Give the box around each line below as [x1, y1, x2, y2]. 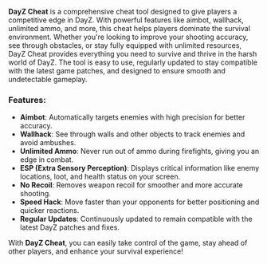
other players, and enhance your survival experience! [8, 246, 183, 256]
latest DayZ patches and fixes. [19, 223, 120, 232]
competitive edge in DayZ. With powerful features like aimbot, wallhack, [8, 15, 245, 25]
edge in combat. [19, 155, 74, 164]
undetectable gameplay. [8, 75, 88, 84]
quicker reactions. [19, 206, 80, 215]
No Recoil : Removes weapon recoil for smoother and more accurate [19, 180, 243, 190]
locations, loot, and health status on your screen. [19, 171, 181, 182]
